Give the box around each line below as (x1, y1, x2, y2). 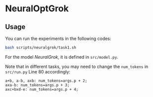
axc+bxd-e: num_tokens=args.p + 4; (5, 87, 79, 92)
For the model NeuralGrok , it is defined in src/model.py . (5, 54, 118, 60)
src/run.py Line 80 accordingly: (5, 68, 71, 74)
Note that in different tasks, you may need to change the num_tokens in (5, 64, 149, 69)
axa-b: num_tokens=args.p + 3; (5, 82, 70, 88)
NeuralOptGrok (5, 3, 69, 14)
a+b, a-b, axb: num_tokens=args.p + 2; (5, 78, 88, 83)
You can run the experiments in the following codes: (5, 35, 111, 41)
